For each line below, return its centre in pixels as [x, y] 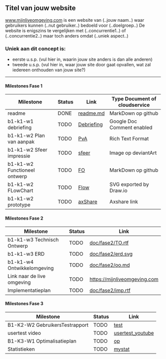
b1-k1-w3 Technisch [33, 239]
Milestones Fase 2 [24, 218]
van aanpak [21, 142]
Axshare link [124, 202]
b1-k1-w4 [21, 262]
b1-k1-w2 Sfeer [28, 150]
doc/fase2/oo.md [110, 265]
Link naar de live [27, 276]
